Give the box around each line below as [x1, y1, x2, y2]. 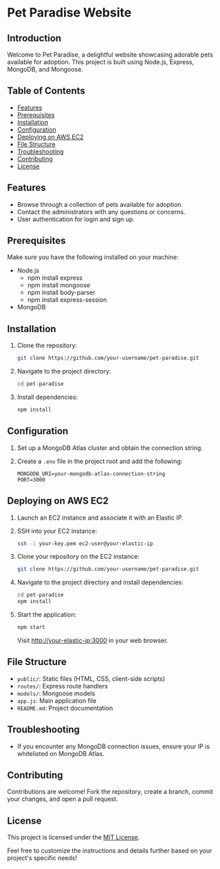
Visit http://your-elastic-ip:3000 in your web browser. [16, 636, 168, 644]
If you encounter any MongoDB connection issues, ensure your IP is [16, 742, 210, 750]
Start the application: [16, 611, 77, 618]
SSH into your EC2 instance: [16, 526, 98, 535]
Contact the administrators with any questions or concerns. [16, 207, 186, 216]
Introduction [7, 32, 62, 44]
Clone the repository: [16, 341, 78, 349]
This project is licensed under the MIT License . [7, 833, 140, 841]
